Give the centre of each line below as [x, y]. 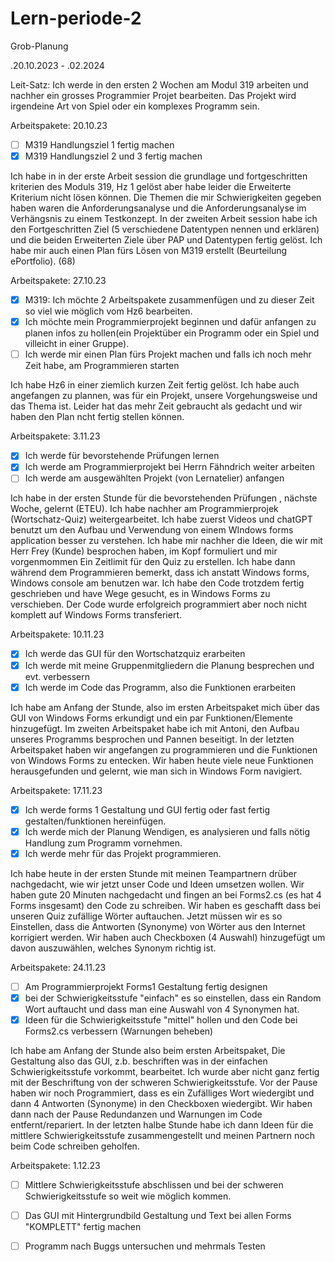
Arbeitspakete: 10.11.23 [57, 634]
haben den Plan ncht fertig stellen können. [97, 417]
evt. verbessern [57, 676]
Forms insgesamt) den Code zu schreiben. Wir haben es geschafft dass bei [165, 905]
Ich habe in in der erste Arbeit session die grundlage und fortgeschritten [159, 176]
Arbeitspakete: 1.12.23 [55, 1165]
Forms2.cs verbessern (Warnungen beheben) [119, 1031]
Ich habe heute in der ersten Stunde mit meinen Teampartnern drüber [153, 873]
